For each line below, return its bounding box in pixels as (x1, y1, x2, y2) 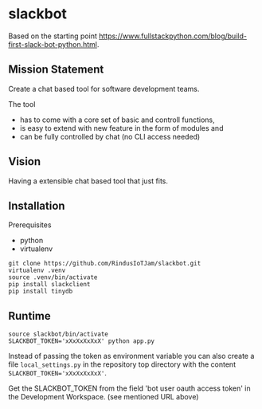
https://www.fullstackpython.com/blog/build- (98, 31, 247, 41)
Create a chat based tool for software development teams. (8, 84, 200, 93)
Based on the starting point (8, 31, 98, 41)
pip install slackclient (8, 281, 91, 289)
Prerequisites (8, 220, 52, 230)
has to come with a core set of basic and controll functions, (19, 115, 215, 124)
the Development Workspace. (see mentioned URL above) (8, 392, 199, 402)
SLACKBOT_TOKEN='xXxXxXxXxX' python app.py (8, 337, 155, 345)
